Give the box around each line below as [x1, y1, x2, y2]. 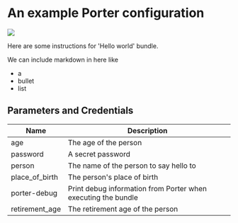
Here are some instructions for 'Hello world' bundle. [7, 41, 159, 50]
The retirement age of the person [67, 204, 178, 214]
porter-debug [11, 188, 58, 198]
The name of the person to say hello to [67, 161, 196, 171]
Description [127, 125, 168, 135]
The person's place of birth [67, 172, 159, 182]
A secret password [67, 149, 131, 159]
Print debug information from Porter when [67, 183, 208, 193]
